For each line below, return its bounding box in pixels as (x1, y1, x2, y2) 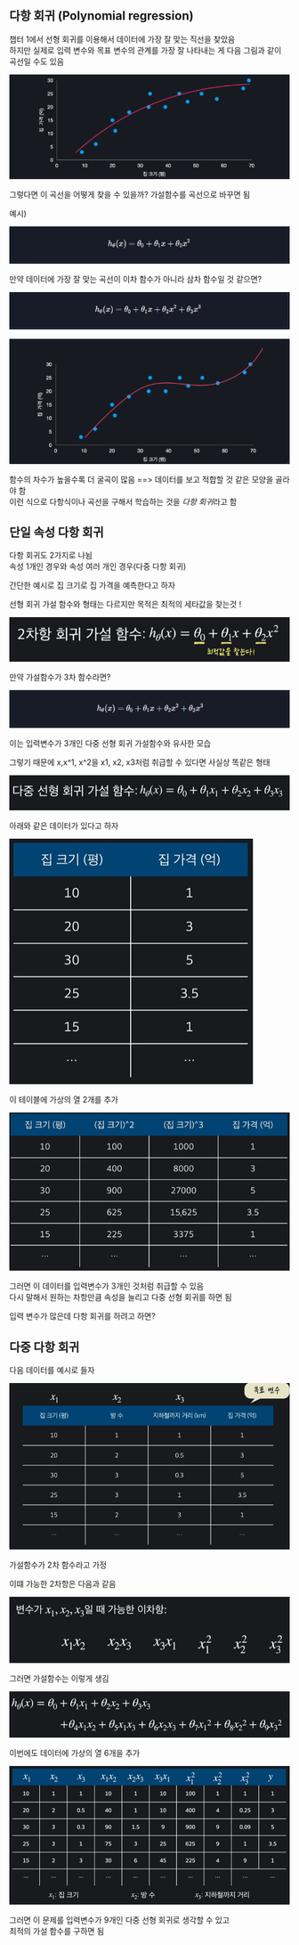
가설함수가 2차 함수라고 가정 (9, 1559, 107, 1570)
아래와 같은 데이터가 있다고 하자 (9, 820, 119, 831)
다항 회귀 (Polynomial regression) (9, 8, 194, 24)
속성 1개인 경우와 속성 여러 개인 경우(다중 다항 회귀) (9, 561, 187, 572)
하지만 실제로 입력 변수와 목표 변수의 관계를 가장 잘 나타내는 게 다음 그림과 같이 (9, 45, 282, 55)
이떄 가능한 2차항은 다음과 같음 (9, 1579, 117, 1590)
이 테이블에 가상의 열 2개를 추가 (9, 1094, 118, 1104)
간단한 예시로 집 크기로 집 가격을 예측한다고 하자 (9, 580, 176, 590)
